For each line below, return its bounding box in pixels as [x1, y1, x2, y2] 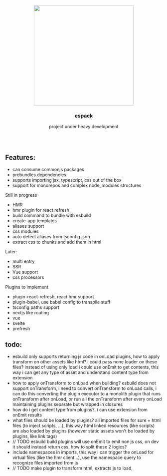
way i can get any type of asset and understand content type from [12, 369, 149, 375]
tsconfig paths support [12, 304, 60, 310]
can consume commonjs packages [12, 167, 85, 173]
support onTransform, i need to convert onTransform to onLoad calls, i [12, 385, 157, 391]
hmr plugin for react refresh [12, 207, 70, 213]
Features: [5, 153, 36, 162]
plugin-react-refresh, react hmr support [12, 294, 94, 300]
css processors [12, 274, 44, 280]
